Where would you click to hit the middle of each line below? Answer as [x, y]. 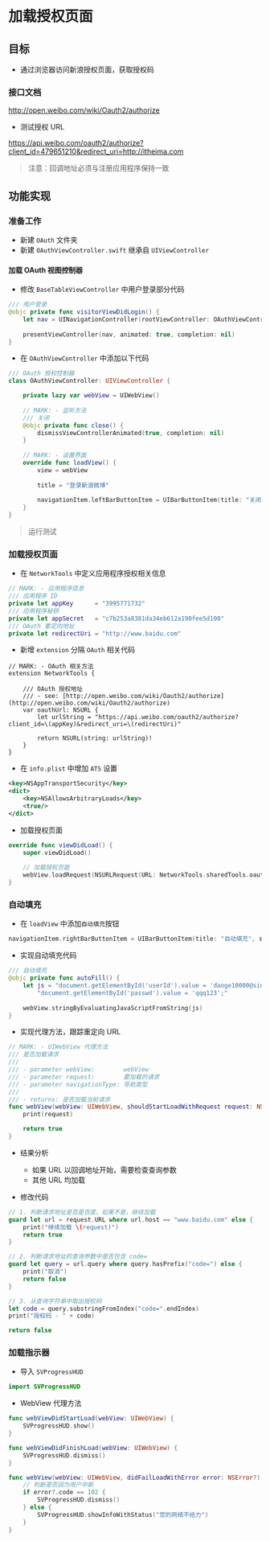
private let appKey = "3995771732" [77, 604]
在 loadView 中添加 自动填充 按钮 [70, 924]
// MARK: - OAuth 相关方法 [51, 667]
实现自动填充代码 [48, 955]
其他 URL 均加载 [59, 1180]
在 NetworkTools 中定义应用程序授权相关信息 [93, 573]
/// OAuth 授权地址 [53, 689]
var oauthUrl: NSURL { [61, 710]
